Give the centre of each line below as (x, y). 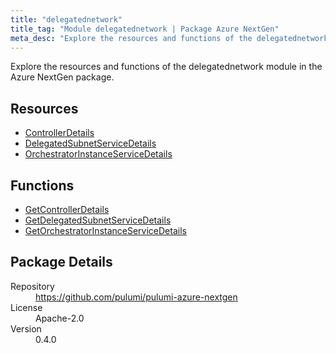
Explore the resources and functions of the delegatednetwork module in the (166, 67)
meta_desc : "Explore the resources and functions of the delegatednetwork (169, 38)
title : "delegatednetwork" (66, 19)
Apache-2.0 (60, 318)
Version (26, 328)
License (26, 307)
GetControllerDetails (67, 209)
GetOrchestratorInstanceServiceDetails (105, 230)
